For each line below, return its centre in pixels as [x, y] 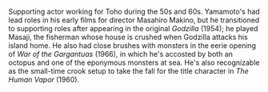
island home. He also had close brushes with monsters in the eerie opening [132, 46]
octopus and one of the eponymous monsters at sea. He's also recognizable [134, 62]
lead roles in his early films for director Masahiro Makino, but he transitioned [134, 20]
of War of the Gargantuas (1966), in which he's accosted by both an [121, 54]
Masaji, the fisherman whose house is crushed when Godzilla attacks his [128, 37]
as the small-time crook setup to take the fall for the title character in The [129, 71]
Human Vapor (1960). [44, 80]
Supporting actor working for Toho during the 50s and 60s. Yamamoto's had [134, 12]
